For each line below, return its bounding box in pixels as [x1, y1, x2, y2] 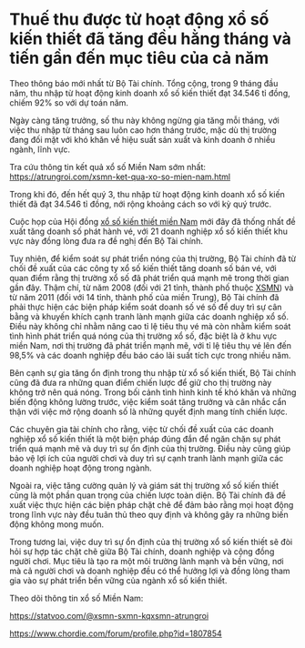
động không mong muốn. [9, 519, 105, 530]
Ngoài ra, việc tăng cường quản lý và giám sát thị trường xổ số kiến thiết [9, 480, 280, 491]
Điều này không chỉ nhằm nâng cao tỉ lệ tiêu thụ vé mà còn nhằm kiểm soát [9, 320, 291, 331]
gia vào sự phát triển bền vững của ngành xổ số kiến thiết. [9, 574, 228, 586]
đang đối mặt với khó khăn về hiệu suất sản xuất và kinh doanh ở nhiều [9, 134, 276, 145]
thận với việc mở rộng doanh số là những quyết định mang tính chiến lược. [9, 406, 289, 417]
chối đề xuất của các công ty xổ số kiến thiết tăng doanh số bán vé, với [9, 262, 277, 273]
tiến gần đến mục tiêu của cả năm [9, 48, 269, 68]
